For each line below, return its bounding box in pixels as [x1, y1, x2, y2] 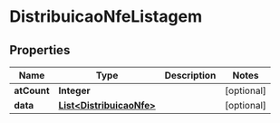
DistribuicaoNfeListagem [9, 6, 202, 27]
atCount [14, 84, 50, 97]
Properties [9, 43, 71, 58]
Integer [58, 84, 91, 97]
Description [164, 70, 217, 81]
